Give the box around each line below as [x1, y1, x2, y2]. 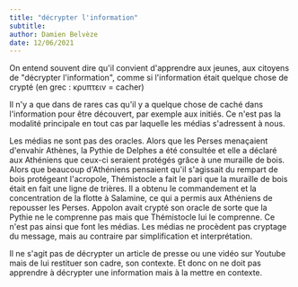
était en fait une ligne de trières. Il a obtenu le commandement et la [9, 183, 258, 194]
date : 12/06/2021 [9, 38, 74, 48]
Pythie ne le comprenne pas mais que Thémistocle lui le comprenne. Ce [9, 212, 276, 222]
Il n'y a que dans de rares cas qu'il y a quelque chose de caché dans [9, 100, 263, 110]
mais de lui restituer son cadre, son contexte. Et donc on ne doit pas [9, 257, 262, 269]
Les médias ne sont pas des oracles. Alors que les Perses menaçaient [9, 135, 268, 146]
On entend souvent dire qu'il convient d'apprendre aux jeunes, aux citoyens [9, 63, 290, 74]
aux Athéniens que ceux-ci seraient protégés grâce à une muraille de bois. [9, 154, 285, 166]
